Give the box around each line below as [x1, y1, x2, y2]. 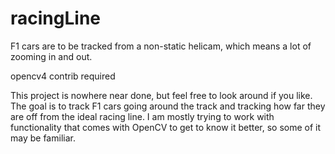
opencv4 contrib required [10, 70, 116, 82]
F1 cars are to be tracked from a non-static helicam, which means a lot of [10, 40, 312, 52]
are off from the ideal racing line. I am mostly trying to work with [10, 110, 275, 122]
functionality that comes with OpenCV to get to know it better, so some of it [10, 121, 322, 133]
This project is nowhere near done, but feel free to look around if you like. [10, 89, 313, 101]
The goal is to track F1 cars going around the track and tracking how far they [10, 100, 326, 112]
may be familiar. [10, 132, 76, 144]
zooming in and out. [10, 50, 93, 62]
